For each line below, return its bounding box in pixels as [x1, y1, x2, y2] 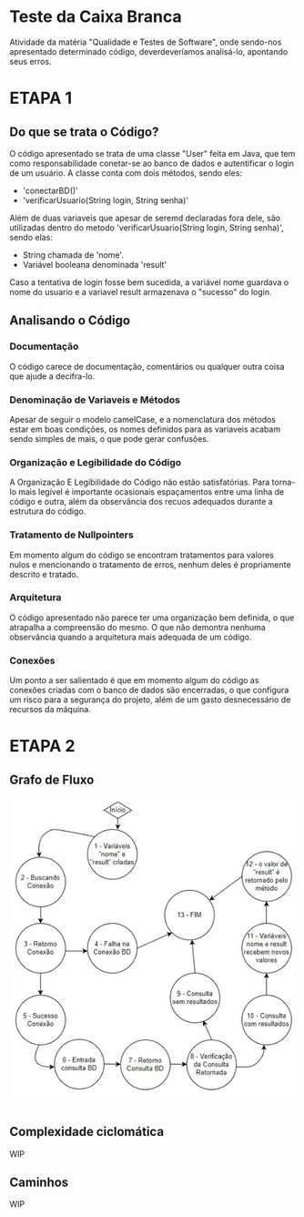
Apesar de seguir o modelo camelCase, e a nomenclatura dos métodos [9, 414, 276, 424]
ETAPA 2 [9, 736, 76, 757]
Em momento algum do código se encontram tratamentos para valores [9, 549, 275, 560]
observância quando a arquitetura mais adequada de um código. [9, 631, 252, 642]
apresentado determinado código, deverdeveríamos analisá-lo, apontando [9, 46, 289, 56]
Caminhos [9, 1174, 69, 1190]
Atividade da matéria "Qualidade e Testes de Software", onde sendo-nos [9, 36, 282, 47]
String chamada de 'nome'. [22, 249, 125, 261]
